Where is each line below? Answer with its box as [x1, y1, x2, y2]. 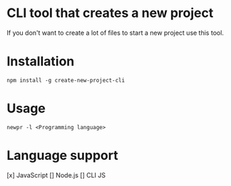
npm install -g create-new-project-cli [6, 77, 125, 84]
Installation [6, 53, 75, 70]
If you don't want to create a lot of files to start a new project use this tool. [6, 28, 224, 37]
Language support [6, 148, 118, 163]
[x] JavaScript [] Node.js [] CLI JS [6, 170, 106, 179]
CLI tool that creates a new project [6, 5, 214, 21]
